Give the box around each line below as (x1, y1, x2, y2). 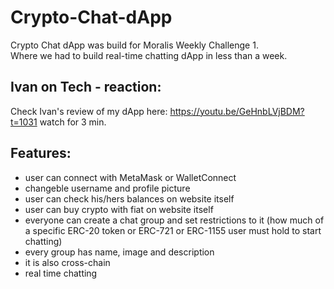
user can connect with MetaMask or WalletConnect (24, 171, 237, 183)
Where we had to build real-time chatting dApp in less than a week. (10, 49, 288, 61)
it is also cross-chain (24, 256, 111, 268)
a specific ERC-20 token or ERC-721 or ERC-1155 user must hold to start (24, 224, 322, 236)
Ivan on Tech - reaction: (10, 79, 162, 96)
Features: (10, 145, 72, 162)
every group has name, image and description (24, 246, 215, 258)
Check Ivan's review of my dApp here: (10, 105, 168, 117)
